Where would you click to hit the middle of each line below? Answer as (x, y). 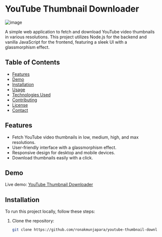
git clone (22, 230)
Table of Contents (33, 62)
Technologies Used (31, 95)
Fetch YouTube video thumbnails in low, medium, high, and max (75, 137)
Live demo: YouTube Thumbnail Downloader (49, 185)
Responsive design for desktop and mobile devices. (63, 152)
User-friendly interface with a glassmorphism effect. (64, 147)
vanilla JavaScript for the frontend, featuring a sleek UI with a (66, 42)
